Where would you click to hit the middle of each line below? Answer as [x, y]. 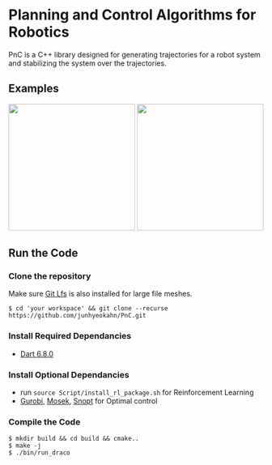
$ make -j [25, 446]
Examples [34, 89]
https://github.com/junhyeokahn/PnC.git [78, 316]
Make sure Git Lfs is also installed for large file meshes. [100, 294]
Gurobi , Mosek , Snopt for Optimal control [89, 401]
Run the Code [43, 253]
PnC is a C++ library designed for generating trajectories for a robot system [134, 54]
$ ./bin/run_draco [39, 453]
